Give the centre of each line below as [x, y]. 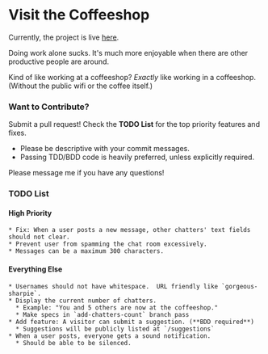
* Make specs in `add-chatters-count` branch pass [103, 314]
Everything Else [36, 269]
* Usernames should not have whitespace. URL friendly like [113, 286]
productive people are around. [59, 61]
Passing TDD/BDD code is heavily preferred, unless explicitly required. [137, 157]
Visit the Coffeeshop [79, 15]
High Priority [30, 213]
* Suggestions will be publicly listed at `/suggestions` [115, 329]
